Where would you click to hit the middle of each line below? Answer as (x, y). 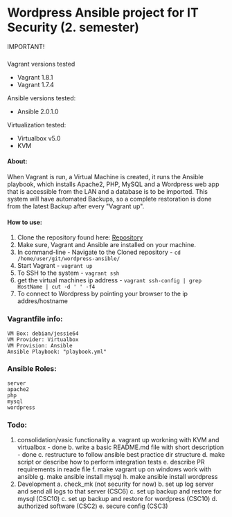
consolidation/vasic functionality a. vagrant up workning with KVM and (118, 440)
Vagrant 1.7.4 (35, 84)
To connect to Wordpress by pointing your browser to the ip (102, 294)
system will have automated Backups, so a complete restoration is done (109, 199)
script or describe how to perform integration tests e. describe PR (111, 462)
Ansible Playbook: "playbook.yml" (57, 352)
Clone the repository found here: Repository (80, 237)
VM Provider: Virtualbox (43, 339)
